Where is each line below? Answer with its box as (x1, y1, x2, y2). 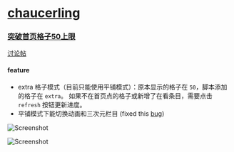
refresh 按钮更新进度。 (17, 100, 86, 109)
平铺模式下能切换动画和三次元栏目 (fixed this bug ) (17, 109, 165, 118)
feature (7, 66, 30, 75)
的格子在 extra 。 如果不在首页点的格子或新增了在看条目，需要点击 (17, 91, 213, 100)
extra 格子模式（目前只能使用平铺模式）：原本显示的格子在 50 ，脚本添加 (17, 82, 228, 91)
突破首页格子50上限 (7, 32, 76, 42)
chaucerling (7, 5, 81, 21)
